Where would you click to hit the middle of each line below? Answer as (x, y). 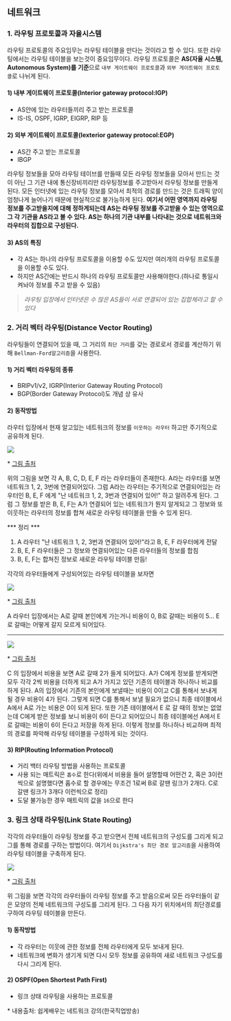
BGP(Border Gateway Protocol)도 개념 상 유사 (80, 393)
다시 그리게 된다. (39, 964)
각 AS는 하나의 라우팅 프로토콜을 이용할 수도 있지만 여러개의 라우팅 (106, 259)
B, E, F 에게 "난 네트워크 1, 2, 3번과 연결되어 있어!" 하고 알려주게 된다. (118, 495)
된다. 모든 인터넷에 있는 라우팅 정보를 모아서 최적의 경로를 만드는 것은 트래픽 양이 (115, 191)
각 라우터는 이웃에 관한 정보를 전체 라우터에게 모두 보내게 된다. (100, 947)
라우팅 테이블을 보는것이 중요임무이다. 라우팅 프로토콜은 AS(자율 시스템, (127, 59)
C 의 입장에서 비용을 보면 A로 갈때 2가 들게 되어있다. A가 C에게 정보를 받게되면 (112, 673)
